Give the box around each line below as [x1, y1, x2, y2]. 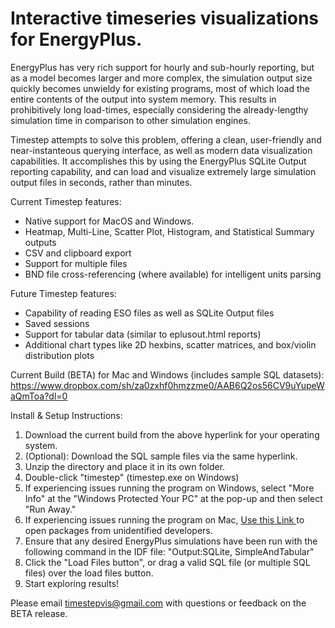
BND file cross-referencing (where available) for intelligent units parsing [24, 268, 322, 280]
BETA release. [10, 607, 68, 619]
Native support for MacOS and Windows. [24, 215, 195, 227]
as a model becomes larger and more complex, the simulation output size [10, 72, 313, 84]
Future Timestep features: [10, 287, 117, 299]
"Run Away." [24, 503, 77, 515]
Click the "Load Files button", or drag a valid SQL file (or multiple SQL [24, 556, 311, 568]
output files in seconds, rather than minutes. [10, 176, 193, 188]
